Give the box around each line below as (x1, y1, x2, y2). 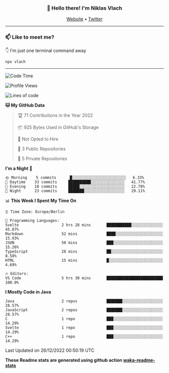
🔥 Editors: (5, 271, 29, 276)
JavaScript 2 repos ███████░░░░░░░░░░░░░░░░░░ (5, 308, 163, 313)
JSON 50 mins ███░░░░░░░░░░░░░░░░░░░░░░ (5, 240, 163, 246)
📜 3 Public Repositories (17, 146, 66, 152)
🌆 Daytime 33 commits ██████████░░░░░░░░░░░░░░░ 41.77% (5, 179, 145, 185)
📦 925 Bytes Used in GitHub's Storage (17, 124, 99, 130)
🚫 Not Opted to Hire (17, 136, 59, 142)
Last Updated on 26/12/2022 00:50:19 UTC (5, 347, 95, 353)
